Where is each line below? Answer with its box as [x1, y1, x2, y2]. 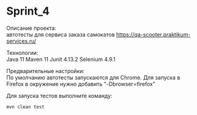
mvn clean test [6, 103, 45, 110]
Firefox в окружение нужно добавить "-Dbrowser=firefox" [6, 80, 156, 88]
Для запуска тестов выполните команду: [6, 92, 112, 99]
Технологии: [6, 49, 38, 56]
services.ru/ [6, 37, 36, 44]
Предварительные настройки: [6, 67, 85, 74]
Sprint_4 [6, 4, 50, 18]
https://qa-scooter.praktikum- [116, 30, 191, 38]
